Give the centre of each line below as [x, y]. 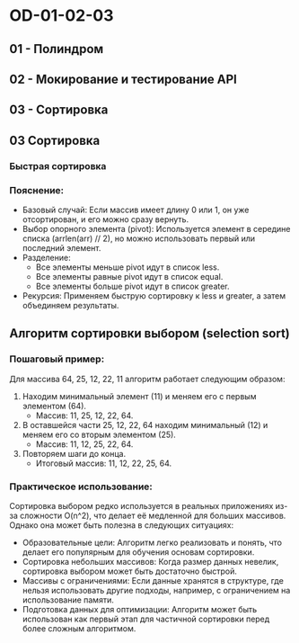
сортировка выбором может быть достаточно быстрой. [130, 571]
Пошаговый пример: [57, 359]
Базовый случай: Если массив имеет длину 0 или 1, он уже [136, 210]
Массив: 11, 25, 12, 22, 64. [84, 415]
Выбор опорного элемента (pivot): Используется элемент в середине [156, 228]
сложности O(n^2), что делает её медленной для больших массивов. [153, 515]
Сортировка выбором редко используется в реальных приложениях [141, 505]
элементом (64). [54, 406]
